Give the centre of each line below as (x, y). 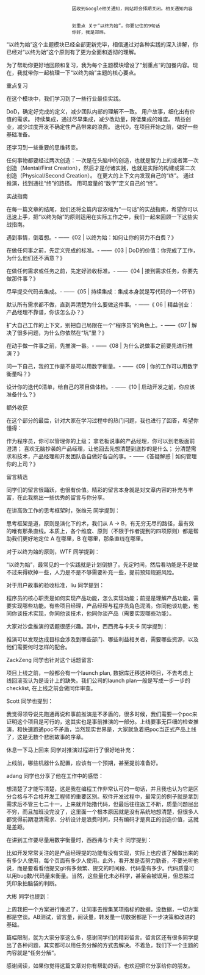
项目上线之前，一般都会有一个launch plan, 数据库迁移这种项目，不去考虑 (97, 673)
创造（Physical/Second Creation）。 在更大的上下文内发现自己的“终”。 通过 (100, 175)
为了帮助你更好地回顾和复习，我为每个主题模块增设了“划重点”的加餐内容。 (100, 65)
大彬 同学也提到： (28, 896)
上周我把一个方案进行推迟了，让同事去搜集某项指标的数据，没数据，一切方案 (103, 909)
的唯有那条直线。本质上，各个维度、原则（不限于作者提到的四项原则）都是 (100, 531)
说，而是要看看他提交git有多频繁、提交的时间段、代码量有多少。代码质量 (98, 868)
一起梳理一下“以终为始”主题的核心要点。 (89, 73)
